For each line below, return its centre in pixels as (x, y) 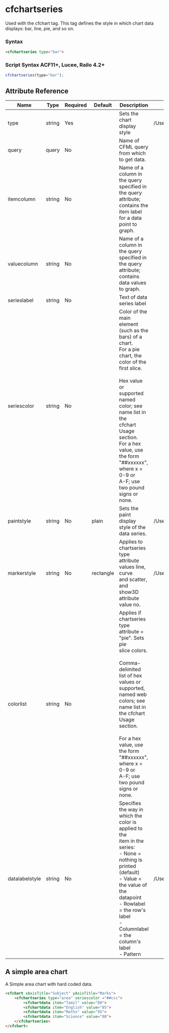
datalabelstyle (24, 879)
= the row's (132, 910)
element (129, 324)
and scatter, (133, 579)
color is (128, 822)
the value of (133, 885)
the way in (131, 810)
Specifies (130, 803)
